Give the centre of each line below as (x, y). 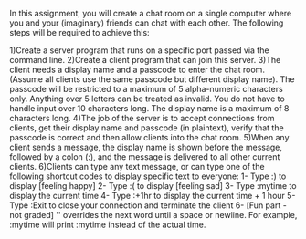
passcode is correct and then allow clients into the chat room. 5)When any (149, 137)
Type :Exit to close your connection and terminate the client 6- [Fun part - (148, 205)
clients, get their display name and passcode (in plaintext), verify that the (147, 128)
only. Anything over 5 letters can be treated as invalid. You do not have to (147, 99)
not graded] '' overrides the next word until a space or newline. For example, (153, 215)
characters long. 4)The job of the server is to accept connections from (142, 118)
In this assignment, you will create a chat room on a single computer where (151, 13)
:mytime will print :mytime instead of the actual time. (108, 224)
